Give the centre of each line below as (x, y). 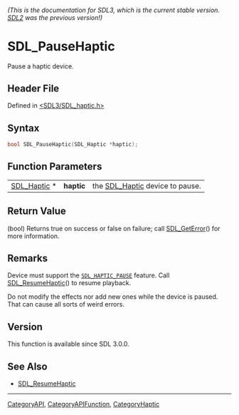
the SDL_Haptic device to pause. (147, 185)
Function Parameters (55, 166)
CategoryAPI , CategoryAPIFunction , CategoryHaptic (84, 404)
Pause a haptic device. (41, 66)
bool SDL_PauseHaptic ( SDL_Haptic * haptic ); (73, 145)
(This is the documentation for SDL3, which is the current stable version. (114, 10)
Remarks (28, 258)
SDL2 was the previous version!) (55, 17)
